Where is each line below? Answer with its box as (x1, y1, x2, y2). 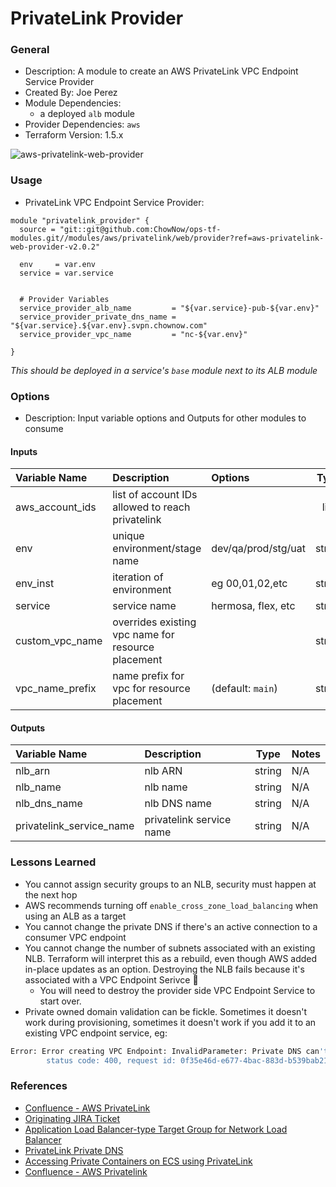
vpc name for (112, 628, 175, 642)
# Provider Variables (19, 294, 110, 304)
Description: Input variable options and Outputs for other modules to (24, 412, 307, 424)
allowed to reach (112, 500, 191, 514)
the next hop (24, 888, 78, 901)
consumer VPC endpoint (24, 931, 127, 943)
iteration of (112, 570, 164, 584)
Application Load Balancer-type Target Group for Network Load (24, 1123, 288, 1135)
